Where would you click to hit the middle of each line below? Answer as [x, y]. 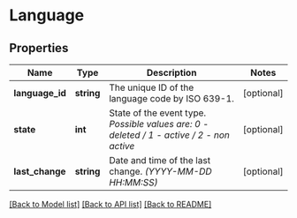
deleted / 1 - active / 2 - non [169, 135]
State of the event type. [158, 113]
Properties [39, 48]
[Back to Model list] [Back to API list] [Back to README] [110, 204]
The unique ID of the [152, 87]
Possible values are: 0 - [159, 124]
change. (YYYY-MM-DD [160, 171]
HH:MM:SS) [133, 182]
